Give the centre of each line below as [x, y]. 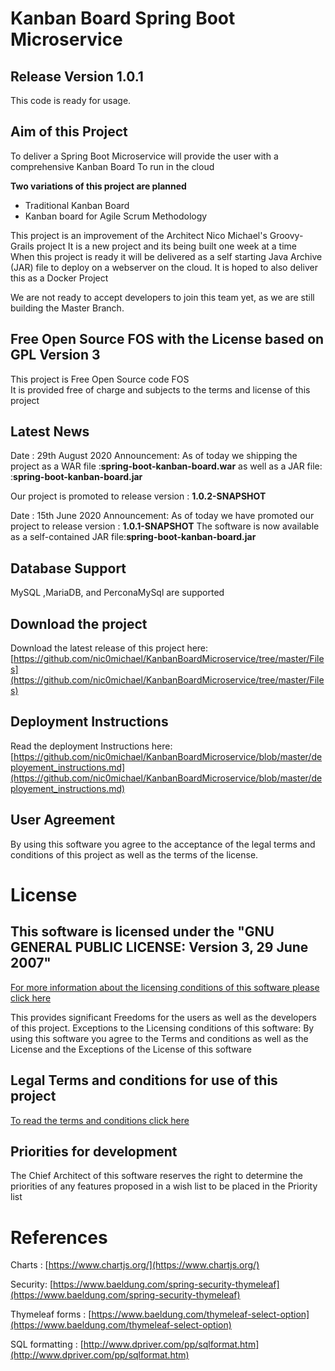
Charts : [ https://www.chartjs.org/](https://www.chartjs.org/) [135, 1265]
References [59, 1237]
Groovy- [286, 235]
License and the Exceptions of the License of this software [131, 1049]
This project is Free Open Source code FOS [100, 379]
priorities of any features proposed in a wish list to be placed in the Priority [164, 1186]
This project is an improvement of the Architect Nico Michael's [139, 235]
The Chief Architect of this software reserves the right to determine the [157, 1176]
